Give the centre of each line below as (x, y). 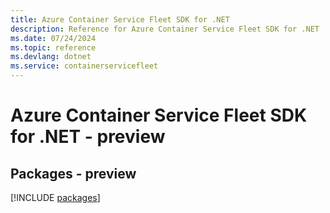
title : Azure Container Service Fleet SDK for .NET (120, 19)
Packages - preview (73, 173)
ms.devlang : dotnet (51, 57)
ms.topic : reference (53, 47)
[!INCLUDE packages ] (55, 197)
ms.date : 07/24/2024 (53, 38)
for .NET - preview (88, 137)
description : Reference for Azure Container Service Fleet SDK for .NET (165, 29)
